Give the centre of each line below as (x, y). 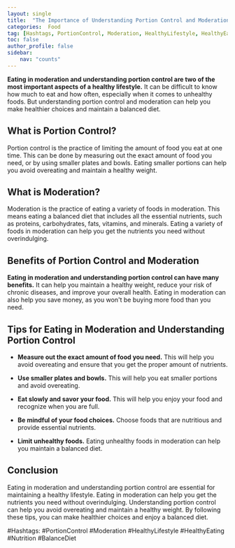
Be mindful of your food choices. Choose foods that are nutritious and (120, 420)
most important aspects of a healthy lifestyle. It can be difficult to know (113, 86)
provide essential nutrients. (57, 427)
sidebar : (20, 53)
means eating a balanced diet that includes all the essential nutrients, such (115, 216)
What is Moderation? (54, 192)
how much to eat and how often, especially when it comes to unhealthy (110, 94)
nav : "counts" (40, 59)
